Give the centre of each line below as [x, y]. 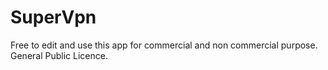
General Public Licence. [59, 55]
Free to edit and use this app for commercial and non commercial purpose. [164, 45]
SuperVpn [53, 17]
